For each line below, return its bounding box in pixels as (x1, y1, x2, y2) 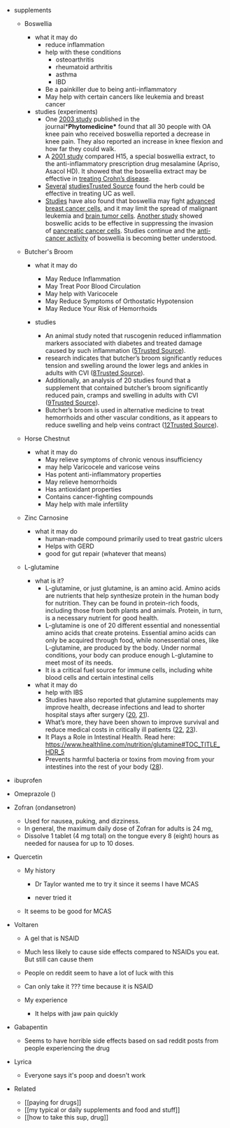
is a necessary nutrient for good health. (45, 614, 159, 622)
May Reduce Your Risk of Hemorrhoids (45, 305, 157, 312)
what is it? (34, 577, 64, 585)
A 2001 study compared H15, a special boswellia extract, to (45, 152, 215, 160)
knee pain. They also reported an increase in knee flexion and (45, 137, 224, 146)
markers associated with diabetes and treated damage (45, 339, 203, 347)
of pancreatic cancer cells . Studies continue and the (45, 227, 196, 235)
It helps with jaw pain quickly (34, 1010, 119, 1017)
